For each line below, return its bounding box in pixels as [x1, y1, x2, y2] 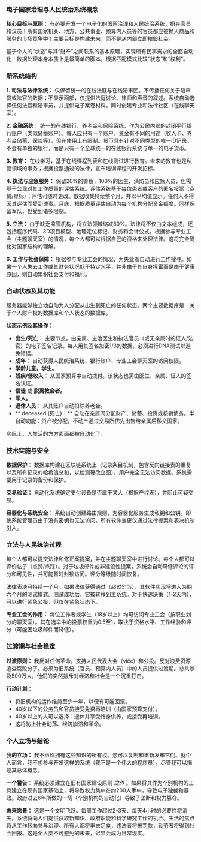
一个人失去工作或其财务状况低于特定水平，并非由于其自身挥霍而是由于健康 [11, 263, 195, 270]
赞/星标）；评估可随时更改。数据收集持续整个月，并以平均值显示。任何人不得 [6, 192, 194, 199]
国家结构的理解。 [16, 242, 59, 250]
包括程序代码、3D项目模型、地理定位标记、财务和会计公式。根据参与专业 [6, 227, 187, 235]
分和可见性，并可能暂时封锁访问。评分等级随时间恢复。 [6, 570, 142, 577]
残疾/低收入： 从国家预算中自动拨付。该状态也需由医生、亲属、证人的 [14, 372, 187, 379]
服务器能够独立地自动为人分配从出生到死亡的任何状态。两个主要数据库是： [6, 301, 190, 308]
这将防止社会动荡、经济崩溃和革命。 [14, 720, 105, 727]
